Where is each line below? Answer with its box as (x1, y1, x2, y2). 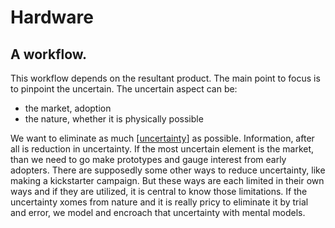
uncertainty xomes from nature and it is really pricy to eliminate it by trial (10, 196, 309, 208)
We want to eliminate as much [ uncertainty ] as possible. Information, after (10, 132, 315, 144)
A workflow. (10, 46, 88, 63)
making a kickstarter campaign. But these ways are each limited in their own (10, 175, 325, 186)
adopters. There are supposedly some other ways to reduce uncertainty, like (10, 164, 326, 176)
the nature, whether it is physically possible (24, 113, 204, 125)
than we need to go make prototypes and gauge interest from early (10, 154, 287, 165)
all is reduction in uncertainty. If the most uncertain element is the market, (10, 143, 315, 155)
